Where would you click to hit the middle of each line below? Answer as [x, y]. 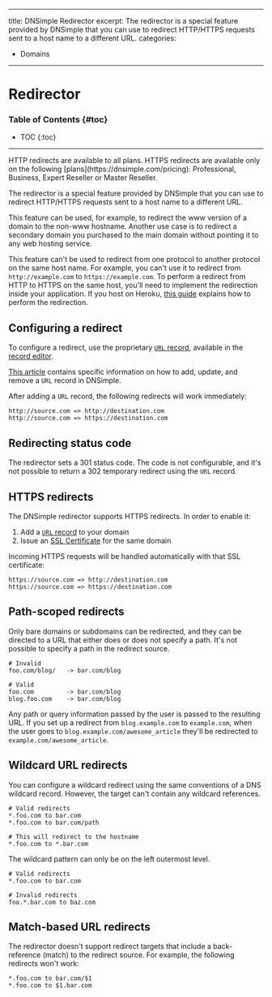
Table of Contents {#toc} [58, 120]
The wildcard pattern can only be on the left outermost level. [109, 859]
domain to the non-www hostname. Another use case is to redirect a [123, 226]
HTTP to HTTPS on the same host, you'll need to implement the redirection [133, 286]
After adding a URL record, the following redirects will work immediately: [127, 396]
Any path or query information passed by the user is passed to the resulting [134, 714]
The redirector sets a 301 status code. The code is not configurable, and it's [135, 462]
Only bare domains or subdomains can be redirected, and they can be [125, 631]
